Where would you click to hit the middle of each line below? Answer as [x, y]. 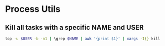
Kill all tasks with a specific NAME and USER [75, 27]
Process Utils [33, 9]
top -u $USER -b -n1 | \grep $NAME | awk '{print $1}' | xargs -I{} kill [83, 39]
